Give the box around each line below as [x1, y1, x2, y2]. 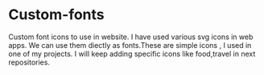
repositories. [8, 57, 51, 67]
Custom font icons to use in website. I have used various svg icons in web [8, 32, 254, 41]
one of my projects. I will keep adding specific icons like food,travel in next [8, 49, 256, 58]
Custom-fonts [8, 6, 105, 24]
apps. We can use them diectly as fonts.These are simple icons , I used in [8, 40, 252, 49]
